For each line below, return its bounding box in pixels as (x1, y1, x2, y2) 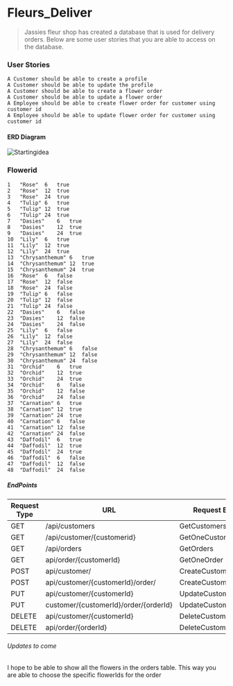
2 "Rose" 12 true (7, 187, 70, 194)
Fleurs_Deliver (7, 5, 92, 21)
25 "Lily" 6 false (7, 327, 73, 334)
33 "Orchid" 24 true (7, 375, 82, 382)
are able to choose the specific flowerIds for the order (7, 671, 162, 679)
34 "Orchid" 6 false (7, 381, 85, 388)
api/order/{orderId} (45, 622, 107, 632)
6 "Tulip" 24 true (7, 212, 70, 218)
